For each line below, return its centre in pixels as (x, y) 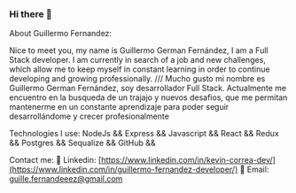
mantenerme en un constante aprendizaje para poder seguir (119, 107)
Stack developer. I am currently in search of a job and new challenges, (137, 60)
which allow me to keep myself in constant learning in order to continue (140, 69)
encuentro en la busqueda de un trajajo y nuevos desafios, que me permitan (148, 97)
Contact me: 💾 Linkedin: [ (55, 160)
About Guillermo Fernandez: (61, 34)
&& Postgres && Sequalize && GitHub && (83, 143)
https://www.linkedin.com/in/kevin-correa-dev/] (188, 160)
